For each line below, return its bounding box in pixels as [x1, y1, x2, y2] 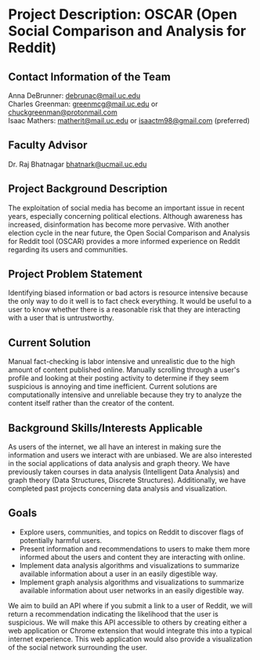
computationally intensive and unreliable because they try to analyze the [8, 390, 242, 399]
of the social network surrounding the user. [8, 642, 147, 652]
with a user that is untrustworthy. [8, 313, 115, 323]
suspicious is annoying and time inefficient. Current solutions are [8, 382, 218, 392]
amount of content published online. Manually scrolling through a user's [8, 365, 240, 374]
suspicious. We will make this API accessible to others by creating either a [8, 618, 247, 627]
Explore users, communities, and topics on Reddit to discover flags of [19, 527, 244, 537]
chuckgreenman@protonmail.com [8, 108, 117, 117]
